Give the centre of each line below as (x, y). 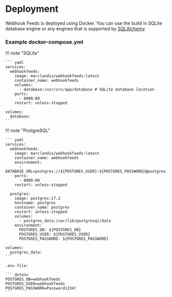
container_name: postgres (42, 208)
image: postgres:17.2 (37, 198)
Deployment (32, 9)
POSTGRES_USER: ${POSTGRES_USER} (55, 234)
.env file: (17, 266)
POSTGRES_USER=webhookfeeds (35, 284)
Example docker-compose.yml (44, 42)
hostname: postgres (35, 203)
